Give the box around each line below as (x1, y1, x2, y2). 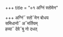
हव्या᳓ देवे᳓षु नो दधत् (5, 26, 37, 32)
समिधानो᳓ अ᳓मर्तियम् (5, 20, 38, 26)
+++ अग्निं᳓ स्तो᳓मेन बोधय (5, 15, 49, 20)
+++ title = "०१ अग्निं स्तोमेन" (5, 5, 58, 10)
